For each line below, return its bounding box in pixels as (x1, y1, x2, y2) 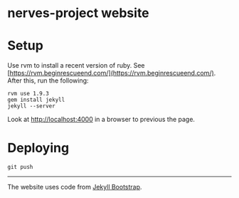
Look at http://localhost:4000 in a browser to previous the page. (7, 115, 196, 124)
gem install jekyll (7, 96, 65, 104)
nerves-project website (7, 5, 149, 21)
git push (7, 164, 33, 171)
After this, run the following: (7, 76, 89, 85)
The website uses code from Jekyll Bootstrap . (7, 183, 142, 192)
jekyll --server (7, 103, 55, 110)
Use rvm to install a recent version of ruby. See (7, 61, 145, 70)
